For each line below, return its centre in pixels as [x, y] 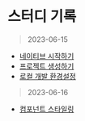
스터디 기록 [42, 17]
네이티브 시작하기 [47, 56]
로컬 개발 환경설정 [47, 76]
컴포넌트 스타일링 [47, 109]
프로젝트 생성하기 [47, 66]
